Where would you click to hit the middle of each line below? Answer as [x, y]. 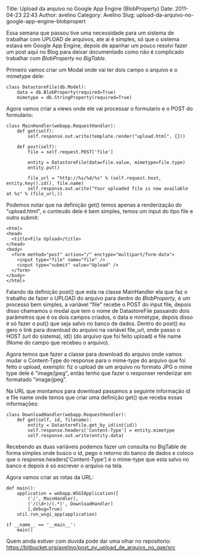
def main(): [21, 488]
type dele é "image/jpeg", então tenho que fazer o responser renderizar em [99, 373]
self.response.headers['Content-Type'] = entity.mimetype [101, 430]
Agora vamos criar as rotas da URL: [50, 477]
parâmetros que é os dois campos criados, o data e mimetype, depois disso [99, 317]
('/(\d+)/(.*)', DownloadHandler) [70, 504]
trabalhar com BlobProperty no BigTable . [56, 58]
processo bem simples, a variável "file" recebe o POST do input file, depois [99, 304]
